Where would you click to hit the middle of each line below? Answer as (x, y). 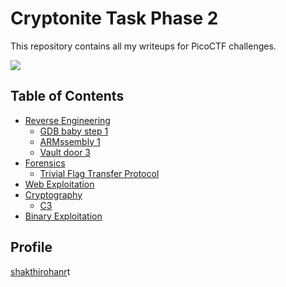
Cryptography (53, 194)
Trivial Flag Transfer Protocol (99, 173)
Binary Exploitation (63, 216)
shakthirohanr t (40, 271)
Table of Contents (67, 96)
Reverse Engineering (67, 120)
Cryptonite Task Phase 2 (114, 18)
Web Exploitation (59, 184)
